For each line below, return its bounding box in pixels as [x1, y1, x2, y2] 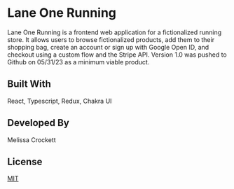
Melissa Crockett [7, 135, 56, 144]
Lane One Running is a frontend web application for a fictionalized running [7, 28, 222, 36]
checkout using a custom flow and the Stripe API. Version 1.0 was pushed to [7, 50, 228, 59]
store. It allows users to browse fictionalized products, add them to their [7, 35, 215, 43]
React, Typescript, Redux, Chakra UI [7, 97, 112, 105]
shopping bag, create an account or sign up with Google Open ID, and [7, 43, 209, 51]
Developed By [7, 117, 70, 129]
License [7, 155, 43, 167]
